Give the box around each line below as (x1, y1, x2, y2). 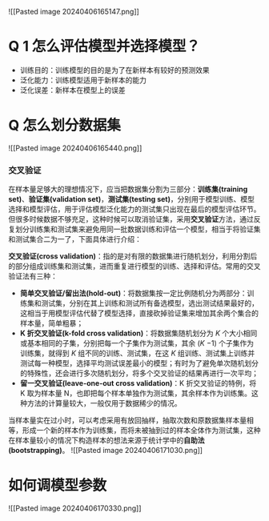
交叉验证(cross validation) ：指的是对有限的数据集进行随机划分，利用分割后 (8, 251, 258, 261)
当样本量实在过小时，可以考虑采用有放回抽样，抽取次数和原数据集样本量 (8, 415, 247, 425)
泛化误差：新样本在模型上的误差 (19, 85, 126, 94)
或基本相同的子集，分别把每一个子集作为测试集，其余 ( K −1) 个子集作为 (19, 339, 255, 348)
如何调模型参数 (8, 476, 107, 495)
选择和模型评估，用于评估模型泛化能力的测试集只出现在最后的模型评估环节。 (8, 204, 261, 214)
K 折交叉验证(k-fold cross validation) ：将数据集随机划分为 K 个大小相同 (19, 328, 258, 339)
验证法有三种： (8, 271, 58, 281)
